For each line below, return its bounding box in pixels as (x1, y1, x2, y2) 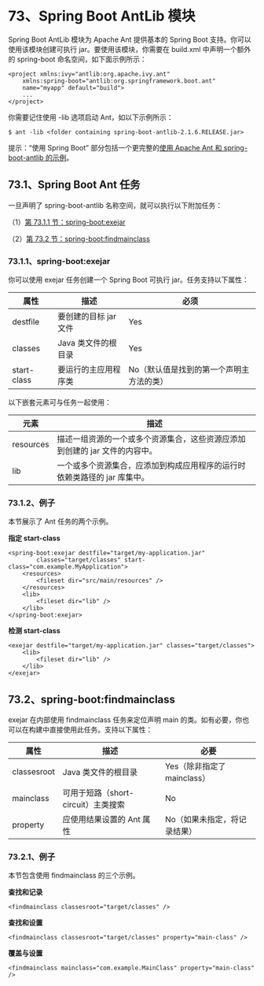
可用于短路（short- (62, 788, 135, 799)
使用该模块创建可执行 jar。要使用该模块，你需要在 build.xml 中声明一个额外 (8, 44, 251, 54)
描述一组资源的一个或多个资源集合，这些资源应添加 (57, 434, 246, 445)
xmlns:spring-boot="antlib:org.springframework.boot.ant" (22, 76, 216, 85)
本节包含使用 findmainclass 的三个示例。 (8, 871, 140, 880)
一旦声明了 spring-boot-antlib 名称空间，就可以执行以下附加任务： (8, 200, 223, 209)
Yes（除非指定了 (164, 761, 226, 772)
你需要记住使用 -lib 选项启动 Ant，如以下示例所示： (8, 112, 174, 122)
